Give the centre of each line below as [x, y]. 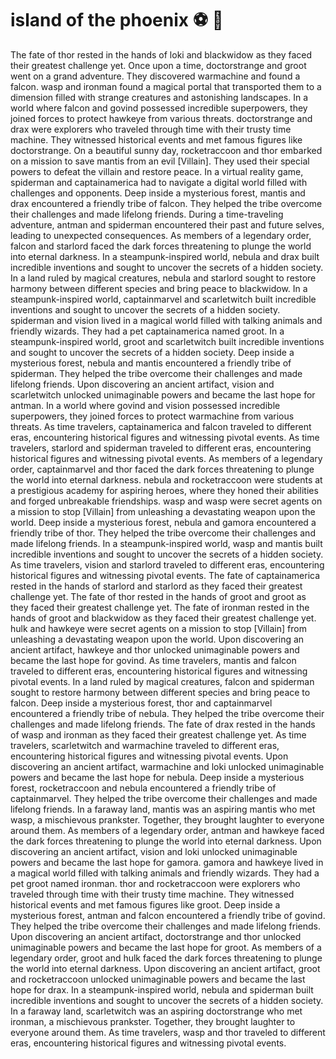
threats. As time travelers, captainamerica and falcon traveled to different [161, 426]
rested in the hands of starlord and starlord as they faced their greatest [156, 586]
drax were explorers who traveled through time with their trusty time [151, 129]
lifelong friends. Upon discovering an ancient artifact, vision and [142, 384]
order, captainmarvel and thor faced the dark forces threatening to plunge [162, 469]
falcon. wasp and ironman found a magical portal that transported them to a [166, 86]
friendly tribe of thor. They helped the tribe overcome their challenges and [163, 533]
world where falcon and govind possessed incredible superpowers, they [159, 108]
